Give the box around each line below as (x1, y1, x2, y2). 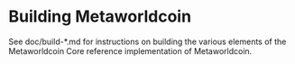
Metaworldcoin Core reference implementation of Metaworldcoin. (8, 45, 253, 56)
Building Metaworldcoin (8, 6, 191, 27)
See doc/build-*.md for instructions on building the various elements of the (8, 36, 287, 47)
